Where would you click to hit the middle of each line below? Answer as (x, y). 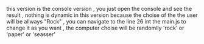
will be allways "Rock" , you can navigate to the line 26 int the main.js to (97, 21)
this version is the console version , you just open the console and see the (99, 9)
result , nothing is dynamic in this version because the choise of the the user (102, 15)
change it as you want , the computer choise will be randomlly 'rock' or (95, 28)
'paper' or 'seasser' (31, 34)
